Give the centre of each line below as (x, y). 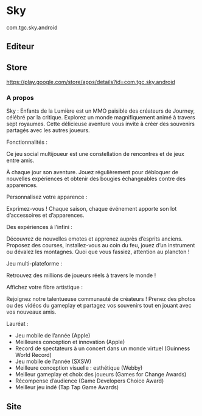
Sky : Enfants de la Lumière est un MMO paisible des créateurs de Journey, (101, 111)
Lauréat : (17, 324)
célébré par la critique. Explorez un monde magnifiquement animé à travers (101, 118)
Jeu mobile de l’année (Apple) (53, 336)
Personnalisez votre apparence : (47, 197)
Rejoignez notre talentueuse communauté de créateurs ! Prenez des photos (101, 299)
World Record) (33, 355)
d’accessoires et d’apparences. (45, 215)
